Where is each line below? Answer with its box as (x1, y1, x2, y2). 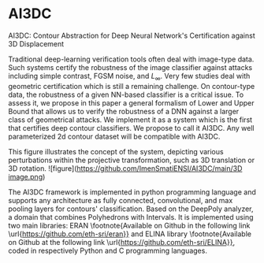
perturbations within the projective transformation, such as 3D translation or (8, 155, 255, 165)
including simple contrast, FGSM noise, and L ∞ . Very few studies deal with (8, 71, 251, 83)
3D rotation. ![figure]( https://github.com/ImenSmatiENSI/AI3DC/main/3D (8, 163, 243, 173)
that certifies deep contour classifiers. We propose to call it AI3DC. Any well (8, 123, 255, 132)
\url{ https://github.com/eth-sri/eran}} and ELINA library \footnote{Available (8, 229, 252, 239)
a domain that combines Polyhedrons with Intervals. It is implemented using (8, 212, 254, 221)
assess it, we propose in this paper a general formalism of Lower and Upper (8, 98, 255, 107)
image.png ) (8, 172, 46, 181)
